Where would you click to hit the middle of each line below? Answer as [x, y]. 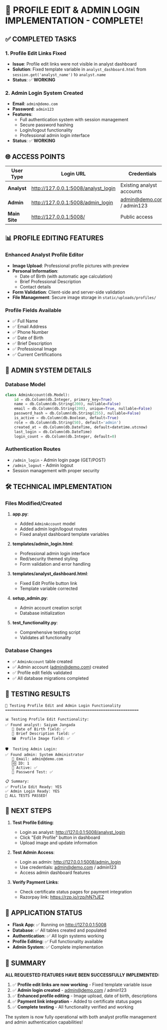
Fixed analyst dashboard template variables [64, 534]
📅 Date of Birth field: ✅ [39, 729]
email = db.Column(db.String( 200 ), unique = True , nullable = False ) [83, 409]
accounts [131, 191]
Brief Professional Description [50, 281]
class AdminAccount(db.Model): [38, 395]
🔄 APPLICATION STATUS [44, 913]
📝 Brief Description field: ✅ [43, 734]
